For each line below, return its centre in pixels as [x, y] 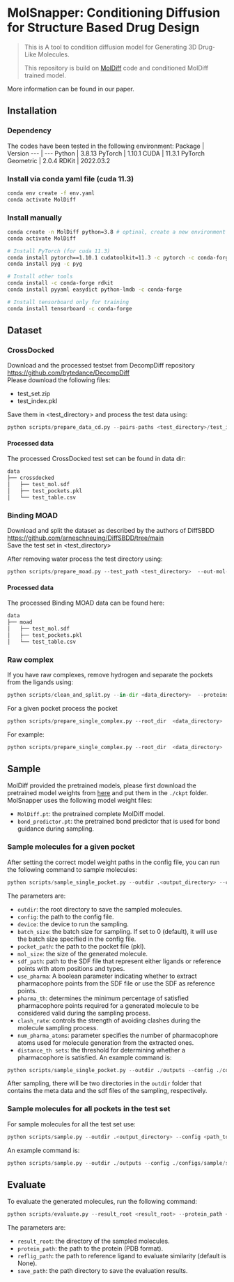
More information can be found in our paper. [71, 89]
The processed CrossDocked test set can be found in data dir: [96, 459]
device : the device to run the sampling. [73, 924]
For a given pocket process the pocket [62, 708]
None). [27, 1263]
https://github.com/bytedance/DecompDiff [69, 373]
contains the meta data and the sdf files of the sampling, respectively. [107, 1091]
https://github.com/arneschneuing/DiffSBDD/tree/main [86, 538]
